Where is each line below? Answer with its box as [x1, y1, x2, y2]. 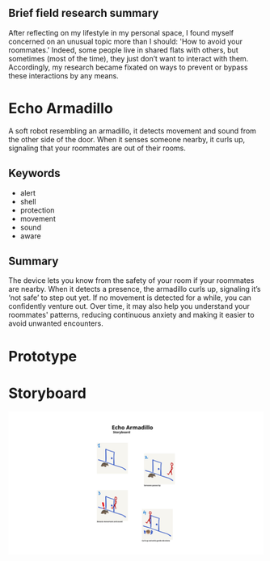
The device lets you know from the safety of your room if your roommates [8, 276, 255, 285]
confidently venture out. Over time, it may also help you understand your [8, 302, 251, 311]
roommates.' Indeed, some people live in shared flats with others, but [8, 44, 238, 55]
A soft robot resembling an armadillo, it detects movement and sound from [8, 125, 257, 136]
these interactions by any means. [8, 70, 119, 80]
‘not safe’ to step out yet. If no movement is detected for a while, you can [8, 293, 252, 302]
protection [19, 205, 55, 215]
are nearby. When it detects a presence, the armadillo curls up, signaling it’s [8, 285, 261, 294]
